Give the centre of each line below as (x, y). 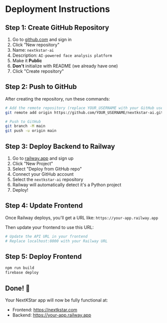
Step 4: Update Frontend (44, 206)
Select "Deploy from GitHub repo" (47, 169)
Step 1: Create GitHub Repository (57, 28)
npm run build (20, 268)
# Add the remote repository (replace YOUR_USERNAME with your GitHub (80, 108)
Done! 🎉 (18, 288)
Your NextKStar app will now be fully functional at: (57, 300)
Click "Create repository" (38, 71)
